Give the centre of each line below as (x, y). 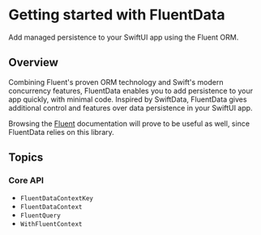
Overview (34, 63)
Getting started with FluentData (117, 15)
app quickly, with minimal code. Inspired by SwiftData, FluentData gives (128, 99)
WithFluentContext (51, 225)
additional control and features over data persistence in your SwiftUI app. (130, 107)
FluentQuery (40, 216)
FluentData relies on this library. (62, 132)
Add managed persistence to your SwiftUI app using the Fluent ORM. (124, 37)
